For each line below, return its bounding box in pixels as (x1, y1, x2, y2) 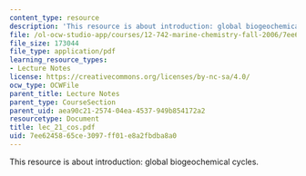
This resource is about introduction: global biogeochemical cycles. (9, 156, 260, 167)
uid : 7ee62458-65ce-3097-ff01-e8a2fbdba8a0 (9, 132, 178, 141)
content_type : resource (9, 13, 100, 23)
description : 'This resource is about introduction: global (9, 22, 243, 31)
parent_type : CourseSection (9, 97, 117, 107)
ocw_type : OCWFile (9, 81, 79, 90)
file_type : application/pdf (9, 47, 117, 56)
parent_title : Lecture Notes (9, 89, 120, 98)
